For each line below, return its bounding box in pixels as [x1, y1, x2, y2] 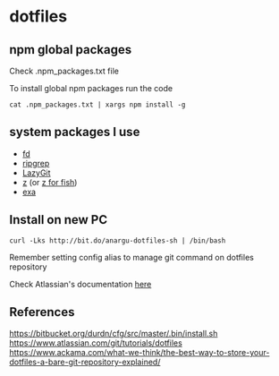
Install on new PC [9, 212, 108, 227]
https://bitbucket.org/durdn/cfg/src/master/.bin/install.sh [9, 329, 218, 339]
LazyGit [21, 167, 51, 178]
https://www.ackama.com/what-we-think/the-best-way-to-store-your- [9, 347, 270, 358]
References [9, 304, 75, 320]
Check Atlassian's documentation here [9, 278, 152, 289]
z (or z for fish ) [21, 176, 78, 187]
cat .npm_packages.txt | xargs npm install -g [9, 100, 186, 109]
